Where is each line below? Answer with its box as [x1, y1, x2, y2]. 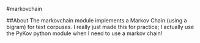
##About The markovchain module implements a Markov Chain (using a [6, 17, 188, 24]
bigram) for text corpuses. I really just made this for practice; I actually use [6, 24, 194, 30]
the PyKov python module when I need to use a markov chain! [6, 30, 163, 37]
